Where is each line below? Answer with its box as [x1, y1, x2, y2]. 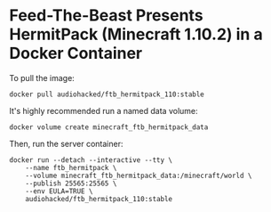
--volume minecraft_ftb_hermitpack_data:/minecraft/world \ [25, 171, 252, 180]
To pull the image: [9, 72, 76, 83]
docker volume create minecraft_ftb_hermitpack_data [9, 122, 209, 132]
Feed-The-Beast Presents [9, 5, 203, 26]
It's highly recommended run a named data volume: [9, 105, 198, 116]
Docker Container [9, 44, 143, 63]
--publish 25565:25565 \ [25, 179, 117, 188]
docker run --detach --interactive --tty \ [9, 155, 173, 165]
